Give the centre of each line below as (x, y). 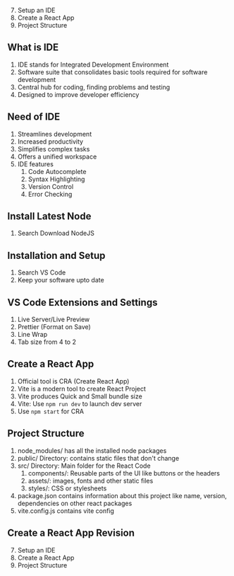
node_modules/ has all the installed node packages (92, 450)
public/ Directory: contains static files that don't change (98, 458)
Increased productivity (50, 142)
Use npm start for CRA (51, 411)
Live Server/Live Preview (54, 319)
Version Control (51, 186)
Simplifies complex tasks (54, 149)
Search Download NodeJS (56, 234)
